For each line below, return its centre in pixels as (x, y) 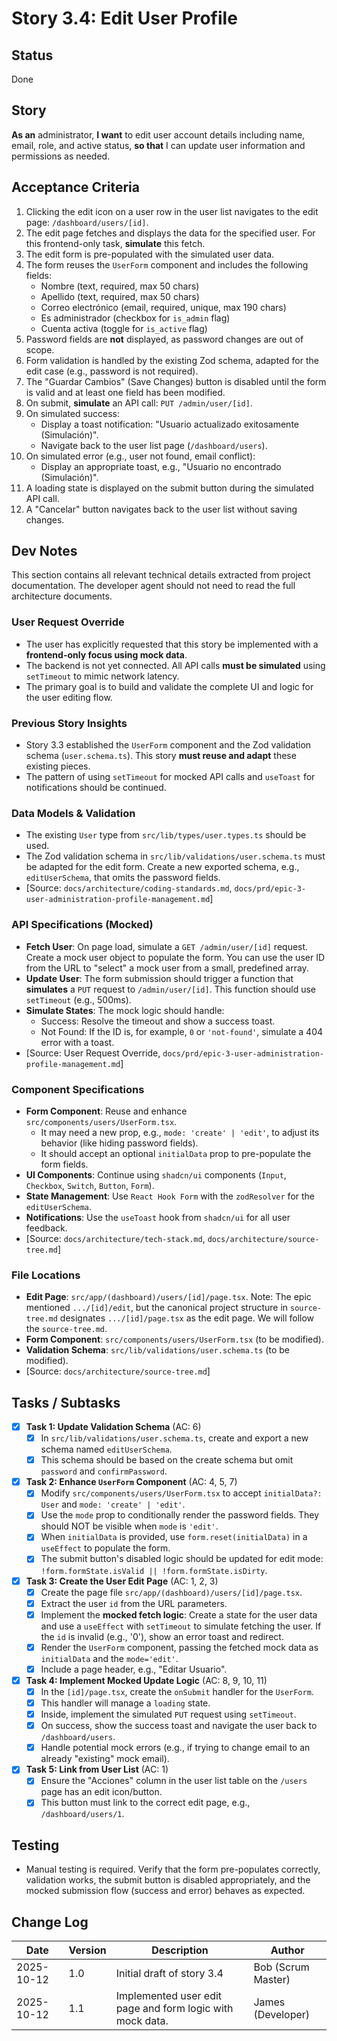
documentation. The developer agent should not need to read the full (153, 586)
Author (287, 1950)
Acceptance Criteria (75, 187)
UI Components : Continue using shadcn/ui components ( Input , (156, 1174)
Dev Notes (44, 551)
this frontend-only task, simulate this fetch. (115, 243)
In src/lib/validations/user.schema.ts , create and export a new (174, 1438)
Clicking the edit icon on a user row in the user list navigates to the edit (172, 211)
